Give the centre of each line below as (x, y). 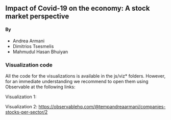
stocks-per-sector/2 (27, 112)
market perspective (37, 17)
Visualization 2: (21, 106)
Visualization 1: (21, 97)
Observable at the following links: (40, 87)
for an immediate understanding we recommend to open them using (77, 81)
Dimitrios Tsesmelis (33, 46)
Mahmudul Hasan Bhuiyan (40, 52)
